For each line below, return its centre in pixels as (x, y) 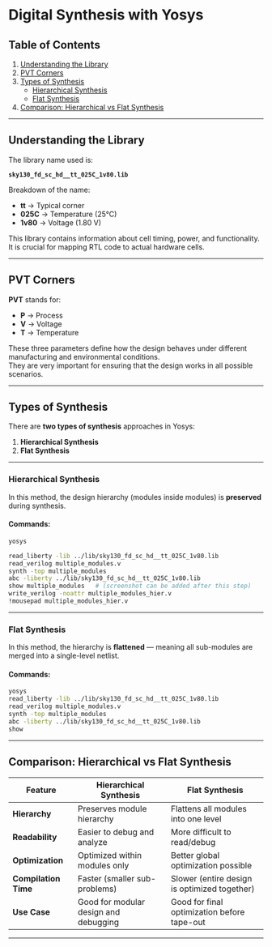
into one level (196, 818)
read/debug (193, 842)
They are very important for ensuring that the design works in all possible (131, 365)
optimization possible (212, 865)
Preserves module (113, 808)
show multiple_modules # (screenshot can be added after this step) (130, 586)
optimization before (208, 911)
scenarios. (26, 373)
